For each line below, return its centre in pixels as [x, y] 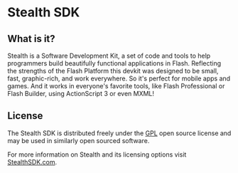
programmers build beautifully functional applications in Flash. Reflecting [114, 63]
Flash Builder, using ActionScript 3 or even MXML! [81, 94]
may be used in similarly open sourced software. [79, 140]
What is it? [31, 39]
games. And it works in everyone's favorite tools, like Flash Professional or [116, 86]
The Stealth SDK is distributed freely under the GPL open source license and [119, 133]
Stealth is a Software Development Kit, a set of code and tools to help [109, 56]
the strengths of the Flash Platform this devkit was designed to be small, [113, 71]
